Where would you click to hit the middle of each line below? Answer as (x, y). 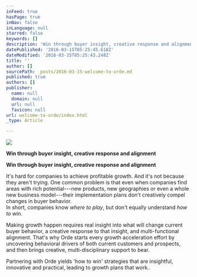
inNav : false (22, 22)
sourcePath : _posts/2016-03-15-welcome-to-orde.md (69, 72)
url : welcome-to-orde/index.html (47, 115)
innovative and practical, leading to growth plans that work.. (78, 268)
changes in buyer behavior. (39, 201)
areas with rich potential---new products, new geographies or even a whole (98, 189)
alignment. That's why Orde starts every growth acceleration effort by (90, 238)
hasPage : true (23, 17)
